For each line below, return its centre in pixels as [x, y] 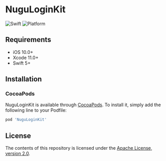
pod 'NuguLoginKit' [26, 120]
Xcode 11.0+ [26, 57]
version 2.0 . [18, 154]
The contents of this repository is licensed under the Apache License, [79, 148]
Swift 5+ [22, 63]
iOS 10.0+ [23, 52]
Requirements [28, 40]
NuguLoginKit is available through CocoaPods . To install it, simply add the [83, 105]
